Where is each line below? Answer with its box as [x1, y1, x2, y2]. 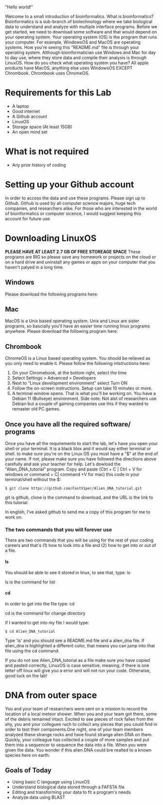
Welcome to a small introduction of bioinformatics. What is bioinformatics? [5, 14, 154, 19]
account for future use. [5, 215, 51, 221]
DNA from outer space [5, 690, 97, 701]
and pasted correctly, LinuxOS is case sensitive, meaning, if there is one [5, 662, 149, 668]
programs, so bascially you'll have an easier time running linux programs [5, 323, 150, 329]
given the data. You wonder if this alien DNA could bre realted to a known [5, 747, 152, 753]
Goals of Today [5, 766, 52, 774]
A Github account [12, 114, 48, 119]
